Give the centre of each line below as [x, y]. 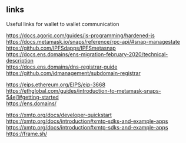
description [20, 60]
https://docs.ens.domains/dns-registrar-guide [62, 67]
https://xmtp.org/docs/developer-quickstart [59, 115]
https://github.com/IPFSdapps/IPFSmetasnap [61, 48]
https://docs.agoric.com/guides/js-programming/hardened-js [80, 35]
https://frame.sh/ [27, 134]
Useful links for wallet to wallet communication [63, 24]
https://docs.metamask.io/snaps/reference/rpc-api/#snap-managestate [93, 41]
